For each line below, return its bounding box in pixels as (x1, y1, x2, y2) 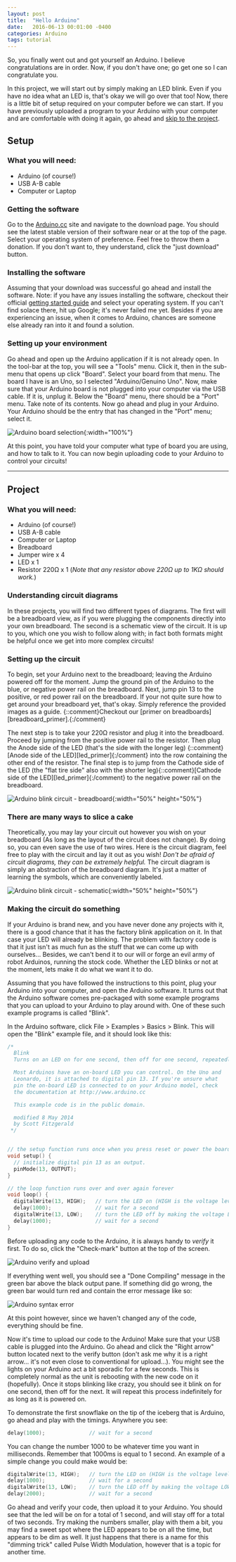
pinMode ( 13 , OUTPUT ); (13, 1165, 77, 1172)
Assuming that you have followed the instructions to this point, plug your (7, 979, 217, 987)
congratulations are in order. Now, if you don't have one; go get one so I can (7, 63, 228, 72)
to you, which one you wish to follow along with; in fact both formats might (7, 629, 223, 637)
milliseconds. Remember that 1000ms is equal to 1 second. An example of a (7, 1449, 225, 1458)
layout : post (7, 10, 46, 18)
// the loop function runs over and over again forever (7, 1185, 174, 1192)
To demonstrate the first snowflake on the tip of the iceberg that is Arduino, (7, 1408, 225, 1416)
